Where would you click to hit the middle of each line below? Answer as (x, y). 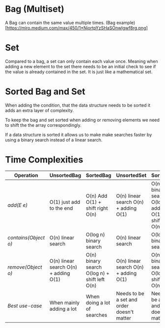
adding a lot (63, 309)
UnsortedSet (131, 175)
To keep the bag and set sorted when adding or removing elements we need (82, 120)
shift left (95, 279)
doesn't (125, 312)
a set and (127, 300)
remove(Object (25, 267)
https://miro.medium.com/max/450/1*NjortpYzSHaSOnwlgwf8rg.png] (77, 27)
